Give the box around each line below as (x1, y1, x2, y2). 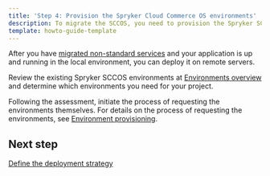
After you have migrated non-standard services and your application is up (8, 49, 253, 59)
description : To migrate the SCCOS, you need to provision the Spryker (8, 19, 253, 27)
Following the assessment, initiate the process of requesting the (8, 97, 220, 107)
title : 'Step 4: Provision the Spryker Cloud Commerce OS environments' (8, 11, 257, 20)
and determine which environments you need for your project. (8, 81, 214, 91)
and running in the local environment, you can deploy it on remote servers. (8, 57, 256, 67)
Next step (8, 137, 59, 151)
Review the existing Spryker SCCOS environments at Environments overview (8, 73, 262, 83)
